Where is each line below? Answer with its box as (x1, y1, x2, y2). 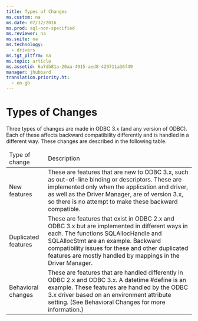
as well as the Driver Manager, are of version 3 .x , (48, 190, 184, 198)
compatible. (48, 205, 81, 213)
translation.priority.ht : (6, 74, 70, 80)
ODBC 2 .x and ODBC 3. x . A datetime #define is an (48, 275, 187, 284)
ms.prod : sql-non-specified (6, 25, 75, 31)
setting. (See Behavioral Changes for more (48, 298, 166, 306)
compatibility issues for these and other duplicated (48, 244, 189, 252)
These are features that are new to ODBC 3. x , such (48, 168, 189, 176)
